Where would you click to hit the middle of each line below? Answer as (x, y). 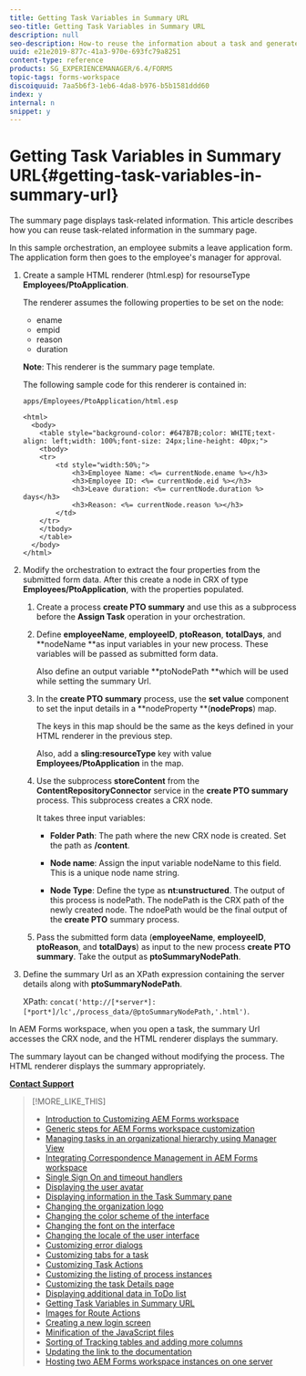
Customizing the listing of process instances (128, 1275)
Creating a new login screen (98, 1323)
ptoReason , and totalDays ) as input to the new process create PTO (163, 947)
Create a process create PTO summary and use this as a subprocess (166, 607)
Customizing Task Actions (94, 1265)
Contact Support (42, 1084)
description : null (44, 35)
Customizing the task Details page (110, 1284)
